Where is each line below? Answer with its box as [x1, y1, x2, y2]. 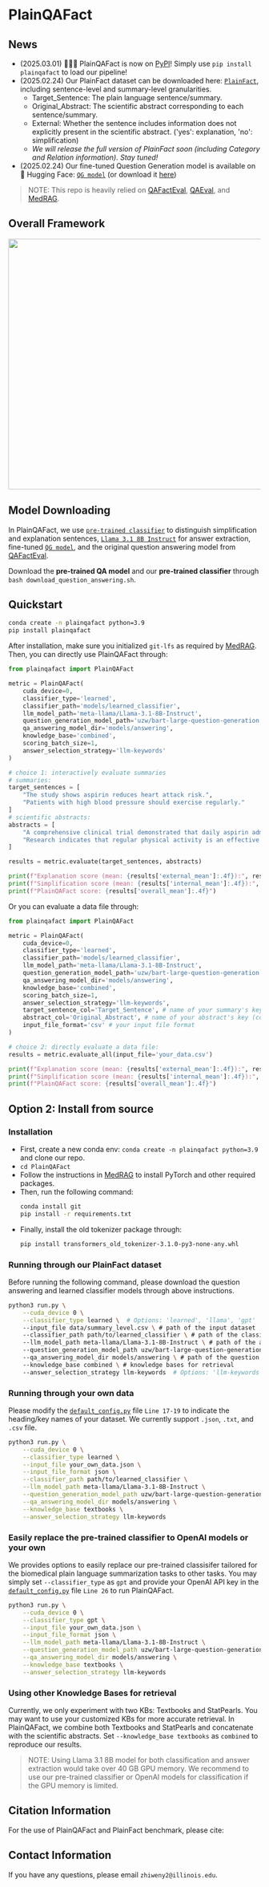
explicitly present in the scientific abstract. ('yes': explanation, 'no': [31, 127, 253, 136]
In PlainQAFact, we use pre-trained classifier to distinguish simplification [8, 525, 258, 534]
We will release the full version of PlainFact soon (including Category [31, 144, 260, 153]
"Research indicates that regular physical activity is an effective [22, 836, 260, 844]
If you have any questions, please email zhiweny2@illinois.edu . [8, 1869, 218, 1879]
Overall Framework [8, 217, 106, 230]
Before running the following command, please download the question [8, 1277, 240, 1287]
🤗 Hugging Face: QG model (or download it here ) [19, 170, 177, 179]
